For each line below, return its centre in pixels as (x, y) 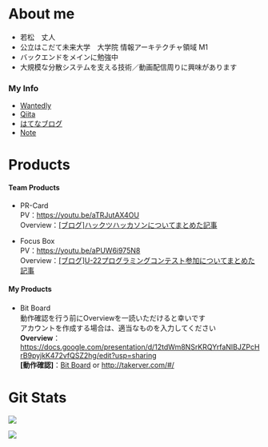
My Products (30, 289)
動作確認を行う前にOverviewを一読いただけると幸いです (112, 317)
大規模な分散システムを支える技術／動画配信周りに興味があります (128, 67)
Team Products (34, 188)
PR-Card (34, 206)
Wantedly (36, 106)
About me (42, 14)
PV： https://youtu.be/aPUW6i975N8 (80, 250)
